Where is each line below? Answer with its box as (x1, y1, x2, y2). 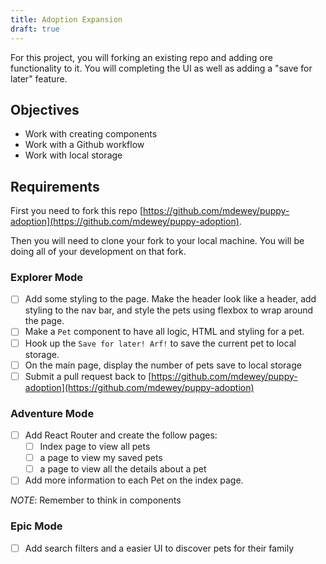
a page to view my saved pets (39, 452, 163, 464)
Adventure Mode (10, 406, 95, 420)
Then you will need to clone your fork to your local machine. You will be (10, 235, 305, 247)
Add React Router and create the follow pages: (24, 429, 218, 441)
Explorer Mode (10, 271, 84, 285)
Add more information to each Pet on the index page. (24, 474, 244, 486)
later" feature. (10, 72, 68, 85)
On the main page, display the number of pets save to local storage (24, 359, 302, 371)
